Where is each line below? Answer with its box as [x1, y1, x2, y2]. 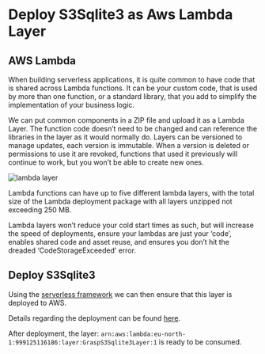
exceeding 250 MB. [8, 205, 72, 215]
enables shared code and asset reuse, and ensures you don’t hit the [8, 238, 230, 246]
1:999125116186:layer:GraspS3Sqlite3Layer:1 [8, 338, 157, 346]
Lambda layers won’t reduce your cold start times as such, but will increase [8, 220, 255, 230]
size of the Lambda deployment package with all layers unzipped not [8, 196, 233, 206]
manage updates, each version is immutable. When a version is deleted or [8, 141, 249, 150]
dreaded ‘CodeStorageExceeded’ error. [8, 246, 137, 255]
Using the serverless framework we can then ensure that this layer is [8, 289, 233, 299]
